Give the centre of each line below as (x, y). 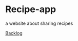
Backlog (14, 33)
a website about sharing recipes (39, 23)
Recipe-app (31, 9)
